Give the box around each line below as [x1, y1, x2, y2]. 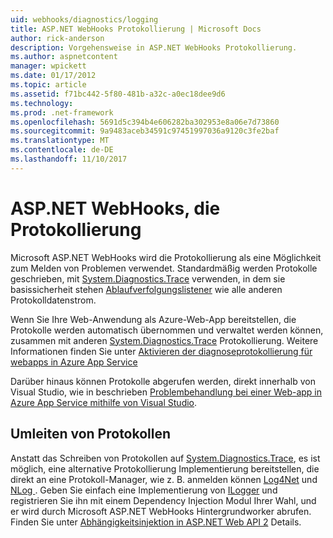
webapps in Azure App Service [10, 356, 138, 368]
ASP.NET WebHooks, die [10, 197, 221, 220]
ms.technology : [10, 98, 74, 108]
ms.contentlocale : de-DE [10, 145, 114, 155]
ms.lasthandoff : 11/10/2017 [10, 154, 128, 164]
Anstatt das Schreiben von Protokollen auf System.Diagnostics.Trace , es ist [10, 452, 321, 464]
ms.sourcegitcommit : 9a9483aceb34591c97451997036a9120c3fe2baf [10, 126, 280, 136]
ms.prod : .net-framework [10, 107, 114, 118]
